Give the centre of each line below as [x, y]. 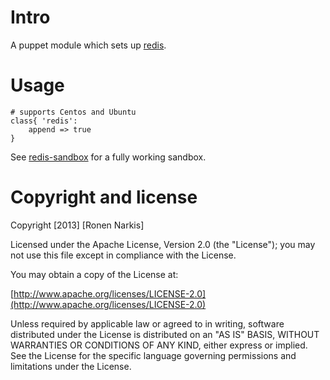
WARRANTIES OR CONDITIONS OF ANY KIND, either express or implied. [159, 345]
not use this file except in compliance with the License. [123, 255]
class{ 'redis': [44, 121]
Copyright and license [104, 197]
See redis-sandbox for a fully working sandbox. [108, 157]
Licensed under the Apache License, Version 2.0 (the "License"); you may [163, 244]
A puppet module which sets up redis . [88, 45]
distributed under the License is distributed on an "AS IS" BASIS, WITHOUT [165, 334]
